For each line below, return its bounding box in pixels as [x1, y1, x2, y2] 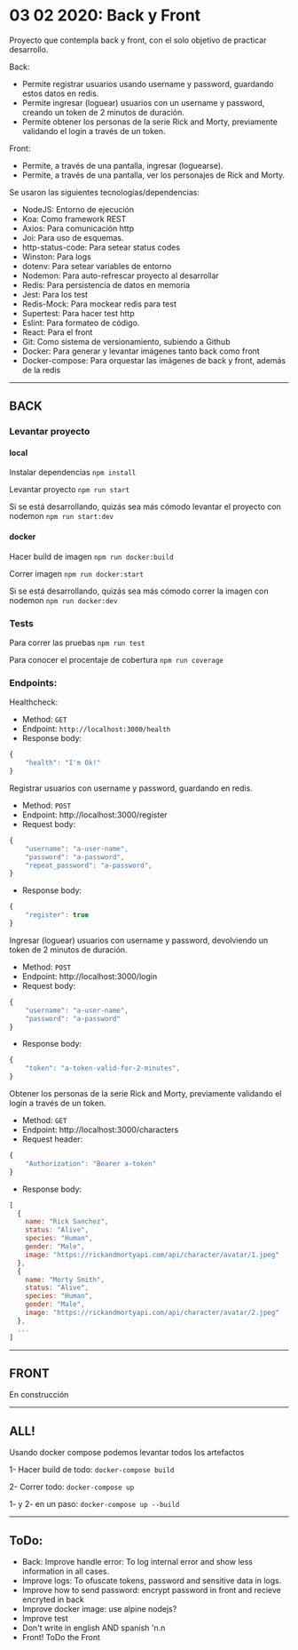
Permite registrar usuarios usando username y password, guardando [21, 78, 274, 89]
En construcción [9, 1390, 69, 1400]
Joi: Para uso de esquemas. [21, 232, 124, 243]
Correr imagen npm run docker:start [9, 568, 145, 578]
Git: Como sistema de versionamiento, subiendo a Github [21, 336, 231, 347]
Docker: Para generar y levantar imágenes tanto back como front [21, 346, 260, 356]
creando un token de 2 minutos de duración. [21, 107, 184, 117]
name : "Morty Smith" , [25, 1275, 105, 1284]
